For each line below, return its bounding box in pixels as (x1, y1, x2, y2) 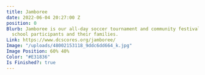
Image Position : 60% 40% (6, 48, 70, 54)
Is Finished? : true (6, 59, 56, 65)
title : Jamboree (6, 8, 48, 15)
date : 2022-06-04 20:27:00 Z (6, 15, 81, 21)
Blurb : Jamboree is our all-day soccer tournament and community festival (6, 25, 201, 32)
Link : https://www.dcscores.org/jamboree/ (6, 37, 116, 43)
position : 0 (6, 20, 37, 26)
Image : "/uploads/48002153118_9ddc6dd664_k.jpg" (6, 43, 132, 49)
